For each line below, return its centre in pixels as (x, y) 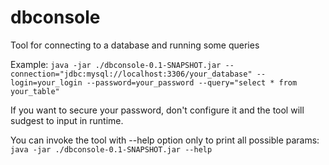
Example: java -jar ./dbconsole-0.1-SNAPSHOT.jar (116, 64)
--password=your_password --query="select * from (192, 82)
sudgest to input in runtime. (67, 120)
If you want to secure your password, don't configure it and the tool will (157, 110)
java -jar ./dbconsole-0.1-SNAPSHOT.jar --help (111, 149)
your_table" (35, 91)
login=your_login (46, 82)
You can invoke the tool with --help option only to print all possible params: (165, 140)
